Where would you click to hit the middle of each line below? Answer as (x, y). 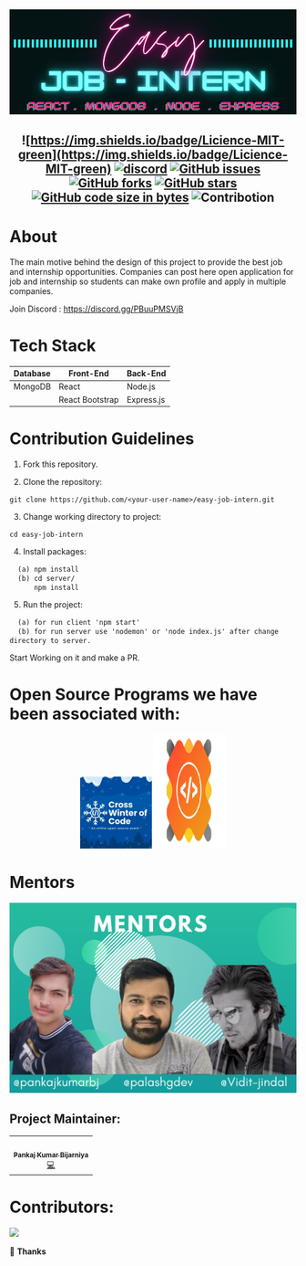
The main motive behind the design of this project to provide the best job (146, 262)
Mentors (42, 883)
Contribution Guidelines (102, 439)
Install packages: (54, 552)
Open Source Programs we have (133, 695)
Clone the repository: (62, 482)
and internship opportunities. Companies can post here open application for (152, 271)
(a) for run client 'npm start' (79, 623)
